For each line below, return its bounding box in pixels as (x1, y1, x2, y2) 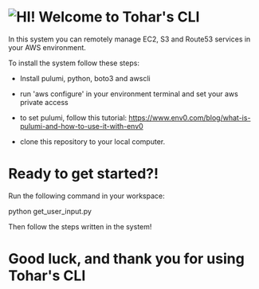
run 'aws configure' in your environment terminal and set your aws (19, 88, 239, 99)
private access (19, 97, 69, 107)
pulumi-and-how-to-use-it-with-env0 (19, 121, 143, 131)
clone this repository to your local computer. (19, 136, 166, 146)
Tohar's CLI (8, 267, 86, 285)
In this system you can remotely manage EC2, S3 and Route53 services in (8, 34, 251, 44)
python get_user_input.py (8, 206, 92, 216)
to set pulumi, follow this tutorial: (19, 112, 128, 123)
